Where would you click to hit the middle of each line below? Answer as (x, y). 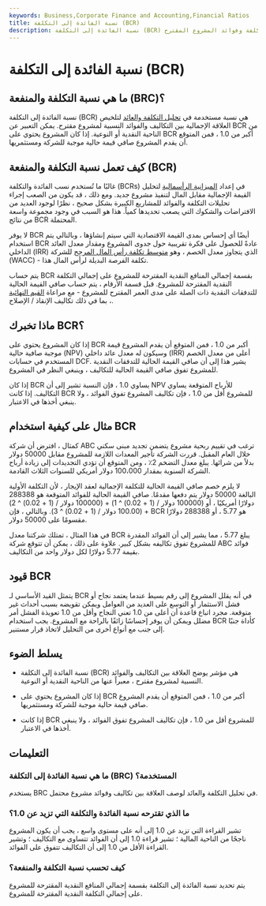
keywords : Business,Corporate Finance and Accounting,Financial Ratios (129, 15)
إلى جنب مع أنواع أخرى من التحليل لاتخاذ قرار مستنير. (87, 629)
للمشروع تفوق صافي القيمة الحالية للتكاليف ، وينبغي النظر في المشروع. (114, 369)
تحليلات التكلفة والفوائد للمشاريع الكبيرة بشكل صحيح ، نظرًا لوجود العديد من (120, 203)
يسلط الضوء (36, 654)
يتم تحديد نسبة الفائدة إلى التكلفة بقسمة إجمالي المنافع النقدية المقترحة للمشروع (127, 885)
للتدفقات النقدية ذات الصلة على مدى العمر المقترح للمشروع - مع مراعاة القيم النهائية (133, 292)
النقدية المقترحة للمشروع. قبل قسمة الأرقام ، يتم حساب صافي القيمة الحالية (120, 284)
